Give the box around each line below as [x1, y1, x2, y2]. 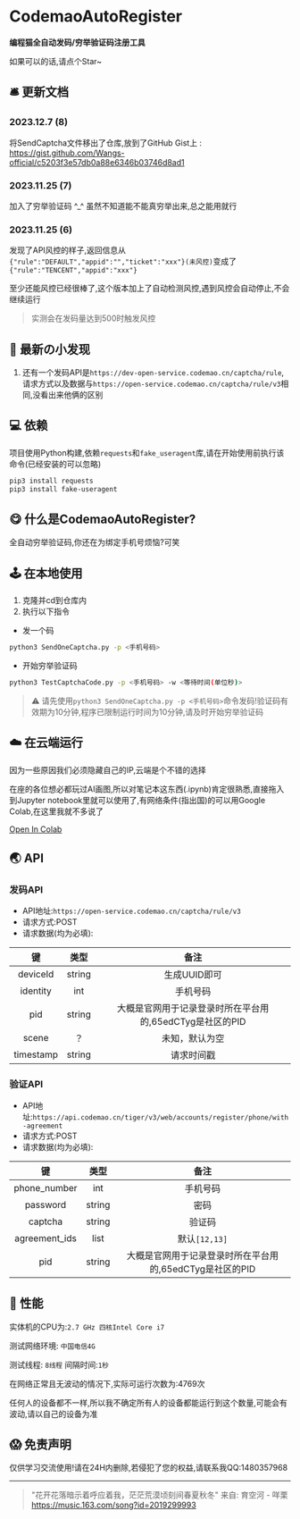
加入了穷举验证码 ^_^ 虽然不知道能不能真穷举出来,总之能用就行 [9, 200, 237, 211]
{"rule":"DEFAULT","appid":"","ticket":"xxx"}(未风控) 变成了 [9, 256, 237, 267]
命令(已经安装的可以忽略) [9, 458, 102, 469]
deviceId [17, 968, 54, 980]
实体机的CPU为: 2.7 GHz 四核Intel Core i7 [9, 1321, 165, 1332]
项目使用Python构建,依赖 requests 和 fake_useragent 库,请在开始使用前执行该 [9, 447, 285, 457]
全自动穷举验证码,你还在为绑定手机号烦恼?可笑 [9, 537, 180, 548]
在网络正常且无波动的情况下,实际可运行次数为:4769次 [9, 1378, 205, 1389]
